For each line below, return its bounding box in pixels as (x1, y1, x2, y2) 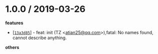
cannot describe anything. (12, 35, 67, 41)
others (5, 44, 20, 50)
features (5, 20, 24, 26)
